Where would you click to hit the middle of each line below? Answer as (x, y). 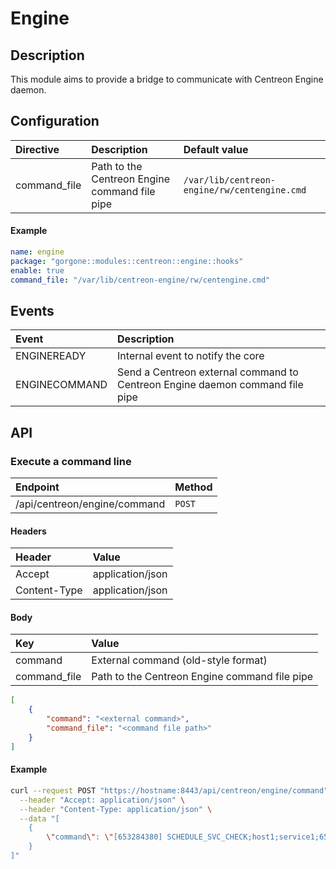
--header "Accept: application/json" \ (102, 800)
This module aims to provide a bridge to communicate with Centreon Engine (167, 79)
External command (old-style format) (179, 660)
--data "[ (39, 818)
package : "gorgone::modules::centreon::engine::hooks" (127, 261)
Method (193, 487)
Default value (216, 149)
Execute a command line (71, 461)
